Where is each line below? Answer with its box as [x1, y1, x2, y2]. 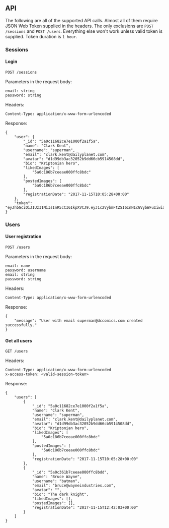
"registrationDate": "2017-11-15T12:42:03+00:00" [32, 505, 138, 510]
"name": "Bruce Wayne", [32, 474, 82, 480]
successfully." [5, 323, 37, 328]
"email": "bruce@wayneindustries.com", [32, 483, 116, 488]
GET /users [5, 349, 28, 354]
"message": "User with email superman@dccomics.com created [14, 318, 143, 323]
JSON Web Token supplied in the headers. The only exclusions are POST [5, 23, 154, 29]
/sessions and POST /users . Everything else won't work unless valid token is [5, 28, 162, 34]
